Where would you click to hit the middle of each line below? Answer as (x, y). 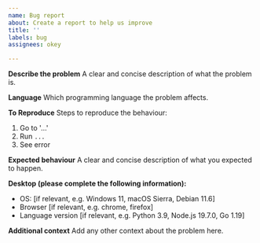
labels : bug (27, 37)
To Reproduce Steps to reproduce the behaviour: (88, 113)
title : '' (24, 30)
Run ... (32, 136)
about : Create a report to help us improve (81, 23)
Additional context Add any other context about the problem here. (116, 231)
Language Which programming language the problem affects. (108, 98)
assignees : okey (35, 45)
